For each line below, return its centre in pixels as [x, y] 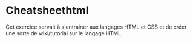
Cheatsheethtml [47, 10]
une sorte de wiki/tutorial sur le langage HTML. [64, 33]
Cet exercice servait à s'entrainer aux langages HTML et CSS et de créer [96, 27]
